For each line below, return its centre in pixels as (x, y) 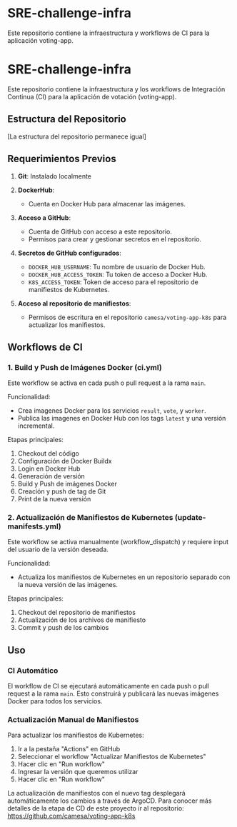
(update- (190, 518)
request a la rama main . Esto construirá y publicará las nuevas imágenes (113, 693)
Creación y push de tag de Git (62, 491)
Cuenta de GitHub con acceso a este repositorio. (100, 231)
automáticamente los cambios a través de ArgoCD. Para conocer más (110, 801)
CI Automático (33, 671)
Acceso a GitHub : (44, 217)
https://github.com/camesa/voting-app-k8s (71, 816)
